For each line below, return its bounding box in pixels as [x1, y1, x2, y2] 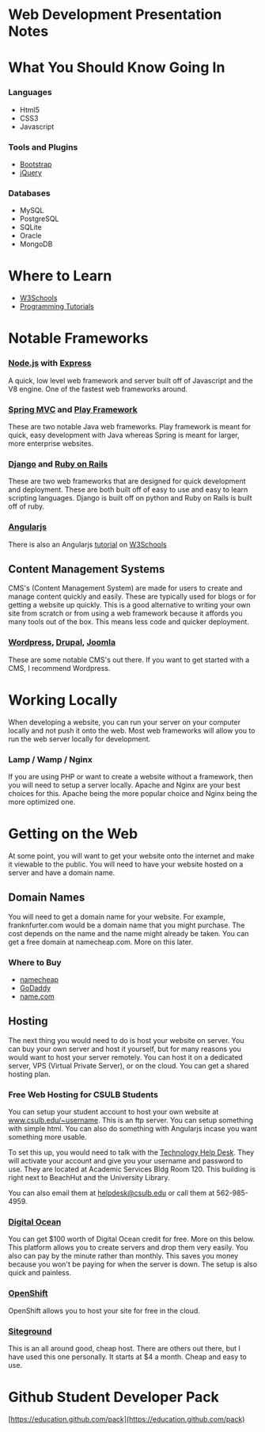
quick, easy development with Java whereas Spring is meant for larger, [8, 430, 240, 440]
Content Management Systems [8, 562, 165, 576]
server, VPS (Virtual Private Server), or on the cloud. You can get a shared [8, 1061, 249, 1070]
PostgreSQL [19, 214, 59, 223]
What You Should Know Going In [8, 59, 225, 77]
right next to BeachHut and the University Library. [8, 1173, 170, 1183]
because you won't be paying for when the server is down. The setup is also [8, 1259, 258, 1269]
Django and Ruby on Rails [8, 458, 108, 469]
